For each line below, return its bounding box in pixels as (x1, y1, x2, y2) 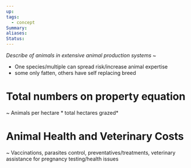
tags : (6, 14, 19, 20)
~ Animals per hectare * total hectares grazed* (6, 109, 119, 116)
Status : (6, 36, 25, 42)
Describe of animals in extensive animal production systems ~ (6, 52, 157, 59)
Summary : (6, 25, 27, 31)
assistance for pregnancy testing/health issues (6, 155, 119, 162)
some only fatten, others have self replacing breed (14, 70, 136, 76)
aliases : (6, 30, 27, 36)
